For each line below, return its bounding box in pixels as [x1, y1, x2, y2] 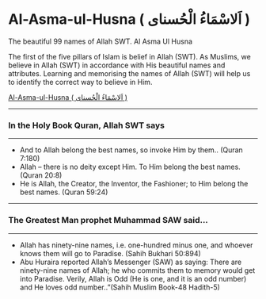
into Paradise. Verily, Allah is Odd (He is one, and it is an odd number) [19, 274, 247, 283]
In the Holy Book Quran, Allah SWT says [8, 120, 165, 131]
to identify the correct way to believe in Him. [8, 77, 153, 86]
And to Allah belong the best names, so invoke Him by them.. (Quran [19, 145, 243, 155]
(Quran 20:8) [19, 171, 63, 180]
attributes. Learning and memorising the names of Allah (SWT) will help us [8, 68, 251, 78]
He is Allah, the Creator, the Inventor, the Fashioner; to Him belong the [19, 179, 249, 189]
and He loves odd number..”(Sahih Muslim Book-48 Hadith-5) [19, 282, 220, 292]
